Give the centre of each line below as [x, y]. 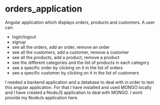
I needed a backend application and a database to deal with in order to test [80, 82]
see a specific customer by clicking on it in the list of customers [75, 73]
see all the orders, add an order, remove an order [61, 47]
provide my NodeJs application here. [42, 97]
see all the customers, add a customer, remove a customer [70, 52]
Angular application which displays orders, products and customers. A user [80, 22]
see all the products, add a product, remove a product [66, 57]
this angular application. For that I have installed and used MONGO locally [78, 87]
